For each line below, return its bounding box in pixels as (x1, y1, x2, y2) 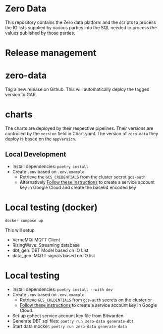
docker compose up (5, 218, 43, 223)
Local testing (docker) (5, 202, 98, 213)
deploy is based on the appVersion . (5, 136, 77, 142)
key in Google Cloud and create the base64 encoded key (19, 184, 136, 190)
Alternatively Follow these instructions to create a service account (19, 179, 155, 185)
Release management (5, 48, 97, 58)
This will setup (5, 227, 35, 233)
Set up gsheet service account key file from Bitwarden (12, 313, 124, 319)
